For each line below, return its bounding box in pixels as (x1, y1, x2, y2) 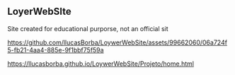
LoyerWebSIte (7, 6, 72, 18)
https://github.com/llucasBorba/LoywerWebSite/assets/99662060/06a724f (7, 38, 228, 47)
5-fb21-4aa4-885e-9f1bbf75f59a (7, 45, 104, 54)
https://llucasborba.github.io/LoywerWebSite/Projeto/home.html (7, 59, 195, 68)
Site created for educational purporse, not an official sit (7, 24, 168, 33)
